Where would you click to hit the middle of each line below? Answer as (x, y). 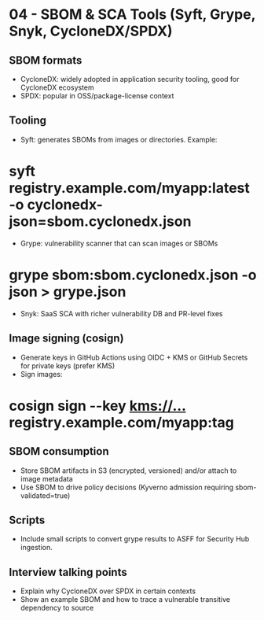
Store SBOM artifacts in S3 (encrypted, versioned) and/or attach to (128, 471)
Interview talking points (68, 572)
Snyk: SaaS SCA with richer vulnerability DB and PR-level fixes (121, 313)
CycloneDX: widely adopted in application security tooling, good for (130, 79)
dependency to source (57, 608)
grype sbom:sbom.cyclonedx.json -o (133, 275)
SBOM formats (46, 60)
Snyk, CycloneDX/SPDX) (91, 31)
